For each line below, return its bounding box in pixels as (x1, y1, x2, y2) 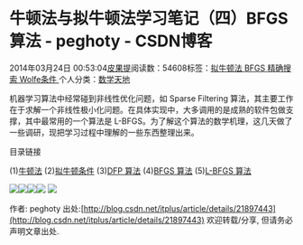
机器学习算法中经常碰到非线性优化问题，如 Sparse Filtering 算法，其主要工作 (9, 92, 294, 104)
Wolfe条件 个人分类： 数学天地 (19, 73, 131, 84)
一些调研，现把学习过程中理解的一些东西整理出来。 (9, 127, 199, 137)
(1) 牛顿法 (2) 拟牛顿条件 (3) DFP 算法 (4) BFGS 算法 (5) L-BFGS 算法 (9, 165, 252, 176)
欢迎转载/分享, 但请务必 (206, 214, 293, 225)
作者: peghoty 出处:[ (9, 203, 84, 213)
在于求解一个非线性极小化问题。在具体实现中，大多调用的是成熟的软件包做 (9, 104, 286, 115)
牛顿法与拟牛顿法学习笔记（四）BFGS (9, 8, 289, 29)
